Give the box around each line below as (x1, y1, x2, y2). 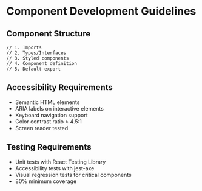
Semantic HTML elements (15, 99, 80, 106)
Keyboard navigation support (15, 111, 88, 119)
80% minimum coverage (15, 178, 77, 185)
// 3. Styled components (6, 55, 69, 61)
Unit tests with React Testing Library (15, 158, 106, 165)
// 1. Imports (6, 44, 42, 50)
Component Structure (6, 29, 91, 39)
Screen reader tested (15, 124, 69, 131)
